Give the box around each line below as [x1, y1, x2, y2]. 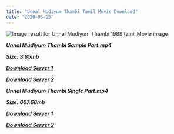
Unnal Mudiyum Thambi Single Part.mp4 [6, 87, 109, 94]
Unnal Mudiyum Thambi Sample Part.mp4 [6, 42, 112, 49]
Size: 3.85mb [6, 53, 39, 60]
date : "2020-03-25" [6, 14, 54, 20]
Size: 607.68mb [6, 98, 45, 106]
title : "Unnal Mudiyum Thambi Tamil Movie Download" [6, 8, 138, 15]
